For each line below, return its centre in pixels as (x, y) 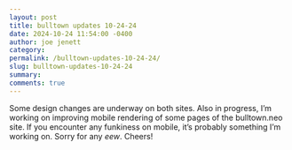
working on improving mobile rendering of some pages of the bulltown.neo (146, 117)
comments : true (37, 83)
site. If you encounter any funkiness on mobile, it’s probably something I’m (145, 127)
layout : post (33, 17)
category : (28, 50)
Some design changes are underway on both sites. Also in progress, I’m (141, 108)
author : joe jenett (45, 42)
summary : (25, 75)
